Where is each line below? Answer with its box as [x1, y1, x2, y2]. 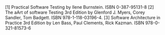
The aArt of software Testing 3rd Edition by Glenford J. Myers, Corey [5, 9, 145, 15]
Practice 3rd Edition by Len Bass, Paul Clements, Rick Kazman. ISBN [5, 20, 144, 26]
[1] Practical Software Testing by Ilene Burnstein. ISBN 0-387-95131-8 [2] [5, 4, 154, 10]
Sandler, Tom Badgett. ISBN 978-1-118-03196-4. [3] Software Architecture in [5, 15, 161, 20]
